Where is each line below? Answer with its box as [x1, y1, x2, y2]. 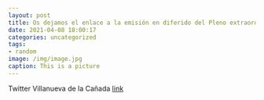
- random [8, 48, 37, 55]
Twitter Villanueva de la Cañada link [8, 84, 124, 93]
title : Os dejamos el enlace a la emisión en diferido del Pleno [8, 19, 226, 27]
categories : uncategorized [8, 33, 97, 41]
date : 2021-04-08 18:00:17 [8, 26, 97, 34]
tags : [8, 41, 26, 48]
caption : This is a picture [8, 62, 101, 70]
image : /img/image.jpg [8, 55, 82, 63]
